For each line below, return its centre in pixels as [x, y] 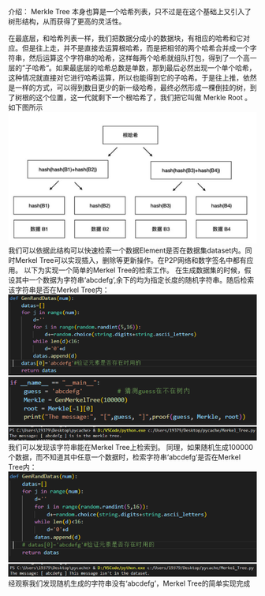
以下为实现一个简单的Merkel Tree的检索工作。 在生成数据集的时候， [134, 270]
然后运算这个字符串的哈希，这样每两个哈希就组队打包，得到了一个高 [139, 58]
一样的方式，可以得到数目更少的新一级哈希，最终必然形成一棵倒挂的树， [132, 88]
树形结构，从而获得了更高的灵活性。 [67, 21]
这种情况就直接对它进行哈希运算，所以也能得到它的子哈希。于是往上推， [125, 78]
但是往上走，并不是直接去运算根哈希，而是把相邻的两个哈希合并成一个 [136, 48]
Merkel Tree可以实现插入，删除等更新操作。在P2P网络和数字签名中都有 [131, 261]
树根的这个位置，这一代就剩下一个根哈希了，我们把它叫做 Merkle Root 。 [133, 97]
